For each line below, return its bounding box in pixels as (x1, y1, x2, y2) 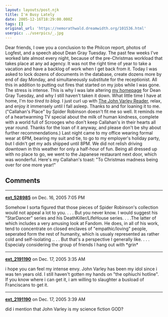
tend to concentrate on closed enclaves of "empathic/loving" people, (5, 226, 147, 232)
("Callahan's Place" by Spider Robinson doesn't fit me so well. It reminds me (5, 109, 162, 115)
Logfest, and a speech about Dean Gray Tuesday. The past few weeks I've (5, 50, 158, 56)
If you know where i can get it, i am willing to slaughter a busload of (5, 276, 144, 282)
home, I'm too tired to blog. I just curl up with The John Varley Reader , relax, (5, 98, 162, 103)
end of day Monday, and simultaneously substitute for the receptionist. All (5, 76, 157, 82)
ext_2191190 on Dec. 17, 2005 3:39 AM (5, 296, 86, 302)
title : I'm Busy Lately (5, 12, 55, 17)
